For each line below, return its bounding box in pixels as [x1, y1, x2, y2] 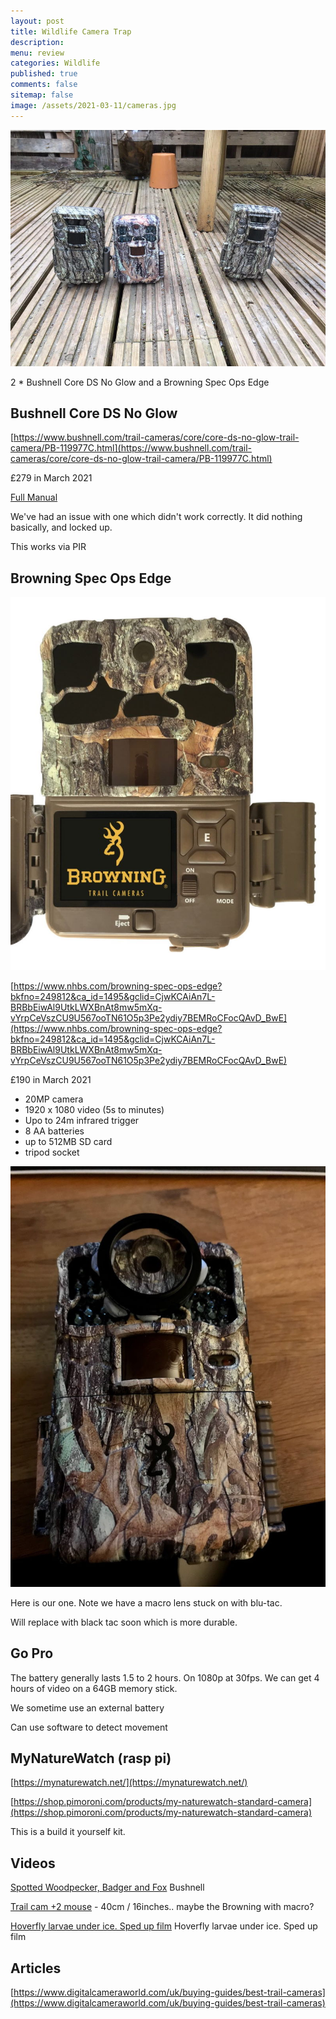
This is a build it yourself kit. [10, 1826, 126, 1838]
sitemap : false [10, 90, 74, 100]
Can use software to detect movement [10, 1721, 168, 1733]
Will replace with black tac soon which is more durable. [10, 1616, 238, 1628]
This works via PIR [10, 541, 87, 553]
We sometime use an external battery [10, 1701, 165, 1714]
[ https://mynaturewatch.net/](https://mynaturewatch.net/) [10, 1776, 248, 1789]
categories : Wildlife [10, 58, 101, 69]
